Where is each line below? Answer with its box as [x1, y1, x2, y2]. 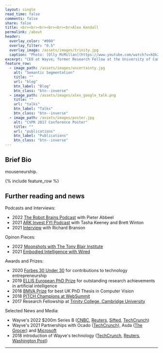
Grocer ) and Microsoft [12, 327, 57, 333]
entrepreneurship [12, 273, 47, 278]
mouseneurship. [5, 168, 38, 175]
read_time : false [5, 12, 40, 16]
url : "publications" [14, 129, 55, 134]
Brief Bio [5, 156, 32, 164]
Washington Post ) [12, 337, 48, 343]
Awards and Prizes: [5, 258, 44, 264]
